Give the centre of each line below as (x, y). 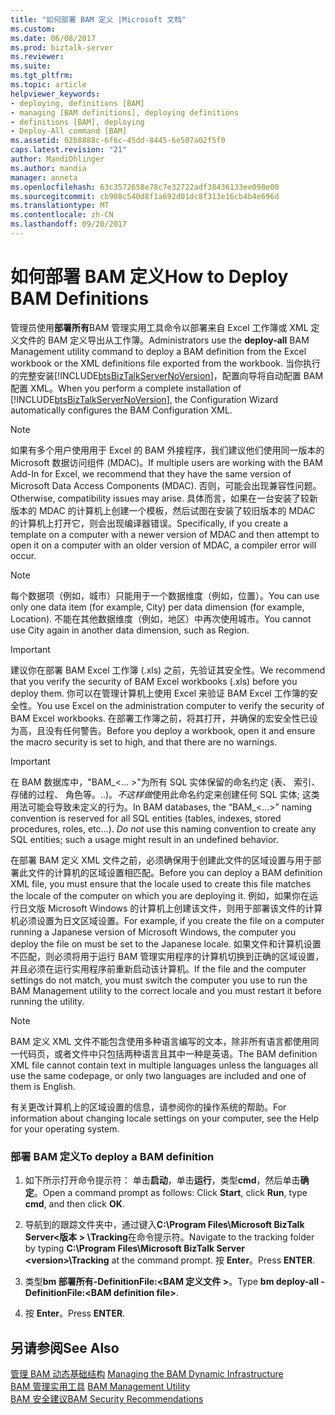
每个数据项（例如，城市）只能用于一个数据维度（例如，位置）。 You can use (165, 595)
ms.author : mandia (48, 168)
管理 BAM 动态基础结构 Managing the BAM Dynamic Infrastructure (147, 1373)
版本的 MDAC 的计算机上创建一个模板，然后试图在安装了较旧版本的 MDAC (163, 510)
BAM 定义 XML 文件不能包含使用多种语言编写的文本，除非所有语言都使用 (160, 1041)
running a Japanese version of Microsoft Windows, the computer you (153, 932)
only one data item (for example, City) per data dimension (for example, (157, 607)
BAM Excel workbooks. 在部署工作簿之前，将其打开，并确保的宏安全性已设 (164, 718)
